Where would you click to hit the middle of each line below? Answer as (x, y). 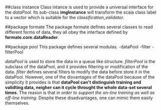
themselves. (17, 103)
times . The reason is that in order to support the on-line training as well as (80, 93)
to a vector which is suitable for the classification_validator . (65, 17)
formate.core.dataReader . (32, 37)
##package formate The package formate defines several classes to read (79, 27)
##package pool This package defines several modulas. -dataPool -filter (78, 47)
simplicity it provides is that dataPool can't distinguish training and (73, 82)
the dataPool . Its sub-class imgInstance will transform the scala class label (81, 12)
